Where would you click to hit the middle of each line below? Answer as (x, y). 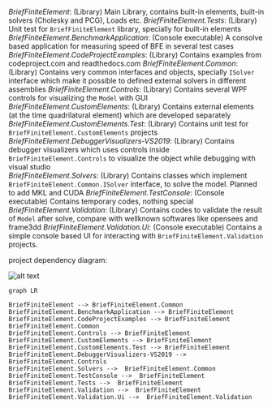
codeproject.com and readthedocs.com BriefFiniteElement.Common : (123, 63)
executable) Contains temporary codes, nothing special (101, 201)
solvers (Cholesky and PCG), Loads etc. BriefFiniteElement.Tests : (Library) (133, 20)
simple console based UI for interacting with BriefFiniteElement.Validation (136, 236)
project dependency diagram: (58, 260)
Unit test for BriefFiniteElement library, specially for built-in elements (125, 29)
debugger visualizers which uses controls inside (89, 150)
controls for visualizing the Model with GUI (78, 98)
